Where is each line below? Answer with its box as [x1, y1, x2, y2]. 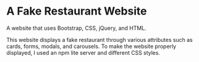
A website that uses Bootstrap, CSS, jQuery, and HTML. [6, 24, 147, 32]
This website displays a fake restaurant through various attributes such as [6, 36, 193, 43]
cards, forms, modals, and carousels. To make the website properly [6, 43, 176, 50]
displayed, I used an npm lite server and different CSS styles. [6, 49, 160, 56]
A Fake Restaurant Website [6, 4, 147, 18]
